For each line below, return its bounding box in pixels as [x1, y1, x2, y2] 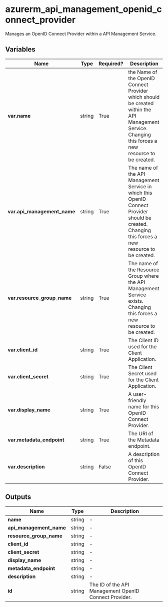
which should [128, 94, 160, 101]
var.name [7, 112, 31, 119]
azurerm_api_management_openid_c [5, 4, 162, 15]
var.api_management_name [7, 208, 75, 215]
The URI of [128, 430, 153, 437]
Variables [5, 45, 36, 54]
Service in [128, 183, 152, 190]
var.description [7, 463, 45, 470]
